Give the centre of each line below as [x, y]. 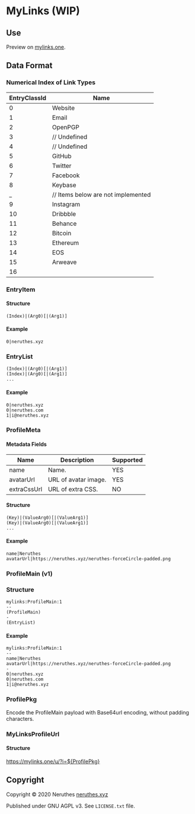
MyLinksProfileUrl [33, 734]
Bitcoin [62, 233]
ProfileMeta [23, 430]
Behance [64, 224]
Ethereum [65, 242]
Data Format [29, 66]
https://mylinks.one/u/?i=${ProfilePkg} [53, 761]
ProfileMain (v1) [29, 573]
